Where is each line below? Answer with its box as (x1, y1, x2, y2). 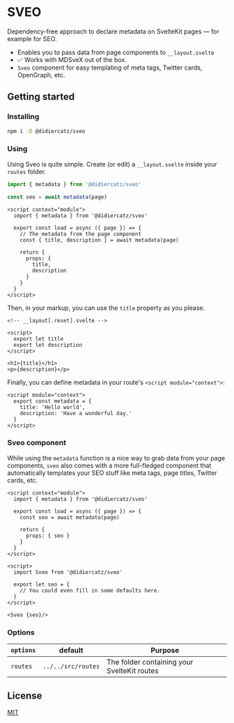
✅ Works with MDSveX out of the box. (17, 55, 127, 63)
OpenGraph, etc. (17, 70, 65, 79)
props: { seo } (25, 532, 70, 539)
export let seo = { (13, 581, 70, 588)
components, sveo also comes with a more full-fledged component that (7, 461, 212, 469)
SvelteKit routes (107, 666, 159, 676)
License (7, 690, 42, 701)
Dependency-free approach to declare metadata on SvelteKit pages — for (7, 27, 219, 36)
